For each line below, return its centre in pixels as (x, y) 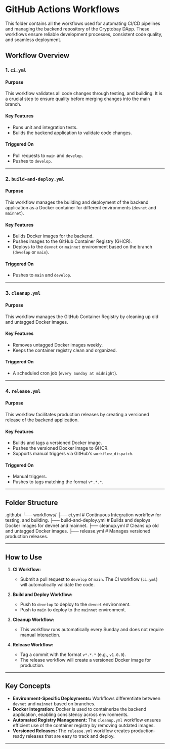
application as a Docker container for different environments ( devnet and (81, 207)
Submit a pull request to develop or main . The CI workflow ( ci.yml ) (89, 579)
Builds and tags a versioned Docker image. (57, 443)
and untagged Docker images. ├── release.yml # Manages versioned (78, 531)
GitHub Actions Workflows (62, 9)
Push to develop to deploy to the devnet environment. (75, 604)
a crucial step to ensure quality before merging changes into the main (78, 99)
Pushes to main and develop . (42, 275)
